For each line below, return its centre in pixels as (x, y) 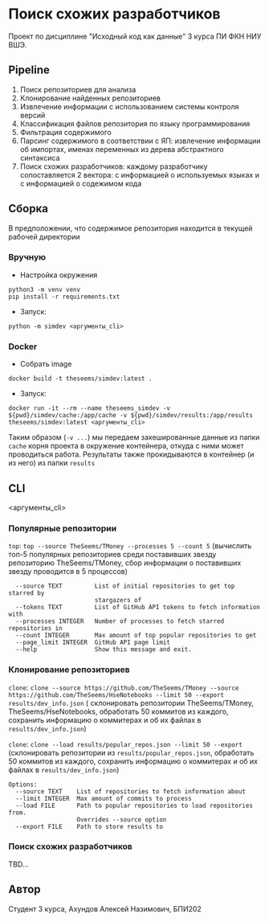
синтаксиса (40, 158)
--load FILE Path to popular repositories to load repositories (134, 805)
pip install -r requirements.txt (64, 297)
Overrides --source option (122, 820)
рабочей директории (44, 236)
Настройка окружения (59, 275)
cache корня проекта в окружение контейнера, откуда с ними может (126, 446)
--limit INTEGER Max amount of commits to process (104, 798)
